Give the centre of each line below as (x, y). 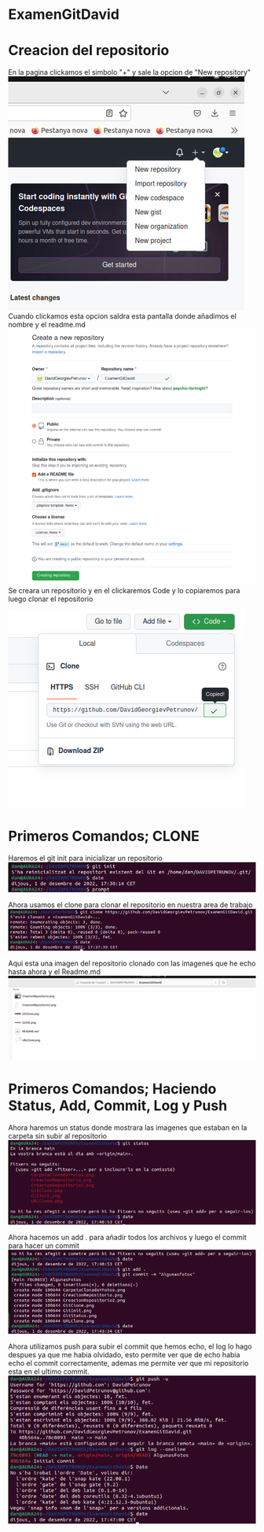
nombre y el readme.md (47, 325)
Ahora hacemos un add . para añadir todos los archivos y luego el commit (127, 1237)
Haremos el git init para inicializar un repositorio (85, 858)
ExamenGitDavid (64, 15)
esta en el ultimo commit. (49, 1371)
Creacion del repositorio (89, 51)
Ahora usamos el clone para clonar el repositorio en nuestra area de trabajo (130, 905)
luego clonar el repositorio (51, 599)
